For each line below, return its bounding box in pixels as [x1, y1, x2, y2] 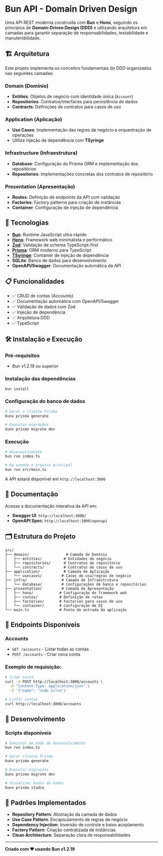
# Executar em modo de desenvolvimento [5, 741, 86, 745]
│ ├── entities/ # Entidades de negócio [5, 556, 112, 561]
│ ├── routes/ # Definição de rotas [5, 595, 103, 599]
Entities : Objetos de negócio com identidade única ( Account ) [12, 93, 133, 99]
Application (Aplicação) [5, 116, 62, 123]
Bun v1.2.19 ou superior [12, 363, 59, 369]
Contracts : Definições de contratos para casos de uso [12, 104, 121, 110]
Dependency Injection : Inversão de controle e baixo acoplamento [12, 822, 144, 828]
